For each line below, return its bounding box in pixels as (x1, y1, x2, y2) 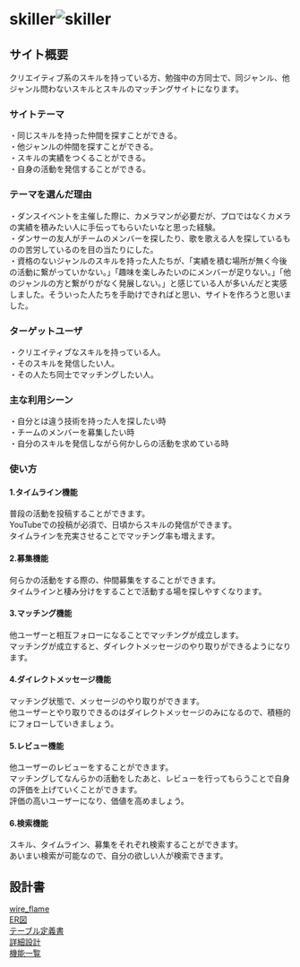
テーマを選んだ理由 (9, 188, 92, 201)
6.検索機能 (9, 817, 49, 828)
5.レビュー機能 (9, 740, 64, 751)
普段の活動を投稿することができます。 (9, 508, 150, 519)
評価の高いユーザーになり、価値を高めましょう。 (9, 796, 190, 807)
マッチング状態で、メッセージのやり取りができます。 (9, 695, 204, 706)
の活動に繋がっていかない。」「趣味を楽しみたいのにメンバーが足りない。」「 (9, 266, 284, 277)
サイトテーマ (9, 108, 65, 120)
